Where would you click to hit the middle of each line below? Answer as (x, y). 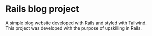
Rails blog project (42, 9)
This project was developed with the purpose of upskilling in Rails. (73, 28)
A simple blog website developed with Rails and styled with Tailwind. (76, 23)
